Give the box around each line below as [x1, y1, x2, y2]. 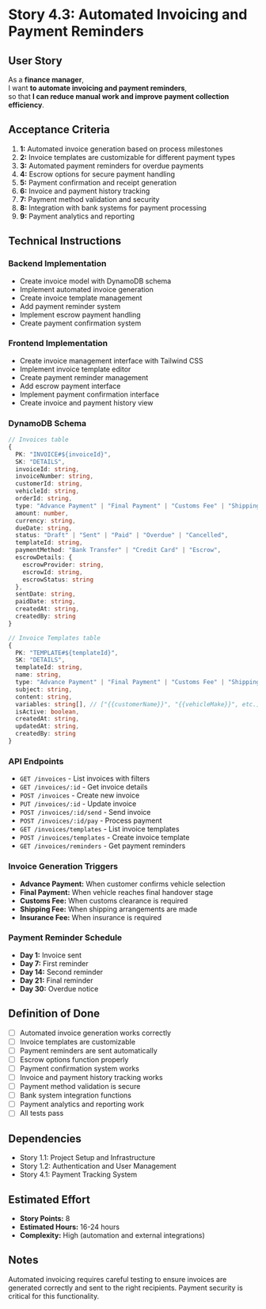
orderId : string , [15, 495, 73, 503]
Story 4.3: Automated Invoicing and [8, 6, 248, 24]
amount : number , [15, 509, 69, 517]
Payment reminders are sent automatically [19, 1045, 158, 1055]
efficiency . [8, 101, 45, 109]
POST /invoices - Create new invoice [19, 790, 140, 801]
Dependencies [8, 1132, 82, 1145]
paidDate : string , [15, 598, 77, 606]
